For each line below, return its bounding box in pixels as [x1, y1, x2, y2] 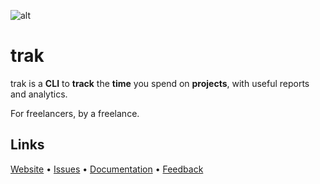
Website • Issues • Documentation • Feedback [10, 163, 204, 175]
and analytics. [10, 88, 68, 100]
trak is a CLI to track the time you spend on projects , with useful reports [10, 77, 310, 89]
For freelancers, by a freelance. [10, 107, 140, 119]
